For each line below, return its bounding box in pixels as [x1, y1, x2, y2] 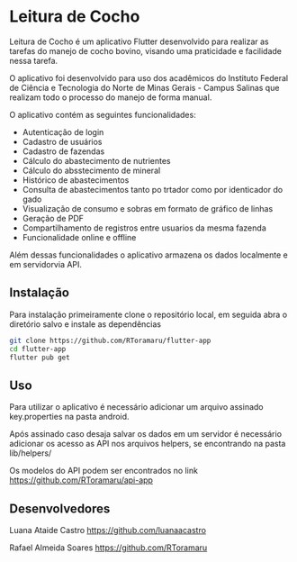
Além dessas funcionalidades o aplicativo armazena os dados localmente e [9, 249, 288, 260]
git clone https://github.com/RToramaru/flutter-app [9, 336, 211, 345]
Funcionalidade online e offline [22, 231, 137, 242]
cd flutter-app [9, 344, 67, 353]
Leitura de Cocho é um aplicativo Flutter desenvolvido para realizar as [9, 36, 269, 47]
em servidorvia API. [9, 258, 83, 269]
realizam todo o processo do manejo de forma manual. [9, 92, 212, 103]
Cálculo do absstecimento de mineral [22, 165, 161, 176]
